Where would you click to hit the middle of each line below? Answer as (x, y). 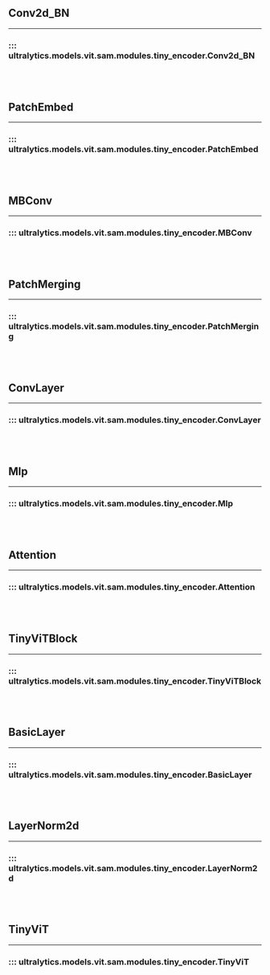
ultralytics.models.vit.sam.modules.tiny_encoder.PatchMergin (134, 327)
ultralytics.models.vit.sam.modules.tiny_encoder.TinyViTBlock (135, 681)
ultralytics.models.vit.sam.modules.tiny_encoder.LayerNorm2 (133, 868)
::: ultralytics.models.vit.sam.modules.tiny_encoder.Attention (132, 587)
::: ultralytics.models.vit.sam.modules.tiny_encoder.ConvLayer (135, 420)
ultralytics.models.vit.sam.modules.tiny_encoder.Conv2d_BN (132, 56)
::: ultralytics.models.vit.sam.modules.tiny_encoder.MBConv (130, 233)
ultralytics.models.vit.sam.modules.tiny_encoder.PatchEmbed (133, 149)
